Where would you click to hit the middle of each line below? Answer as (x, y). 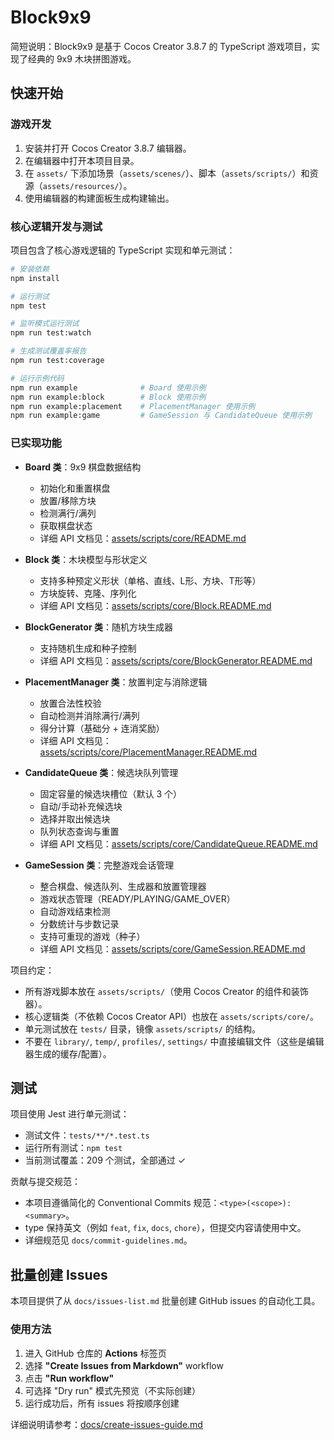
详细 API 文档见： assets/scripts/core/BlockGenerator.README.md (176, 660)
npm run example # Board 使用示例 (108, 387)
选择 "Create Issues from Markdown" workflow (124, 1365)
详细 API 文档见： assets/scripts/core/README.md (143, 538)
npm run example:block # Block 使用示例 (108, 397)
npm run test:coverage (57, 361)
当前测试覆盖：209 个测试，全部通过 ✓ (105, 1160)
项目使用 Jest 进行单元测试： (70, 1114)
